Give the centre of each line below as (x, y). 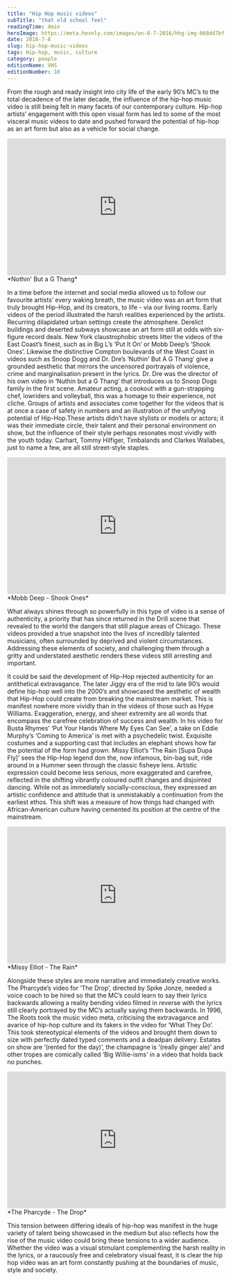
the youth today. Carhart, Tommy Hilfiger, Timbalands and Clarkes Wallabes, (116, 440)
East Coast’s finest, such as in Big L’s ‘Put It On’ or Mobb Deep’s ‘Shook (109, 344)
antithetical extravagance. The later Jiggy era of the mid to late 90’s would (113, 684)
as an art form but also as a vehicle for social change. (84, 129)
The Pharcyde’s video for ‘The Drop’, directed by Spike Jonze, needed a (110, 988)
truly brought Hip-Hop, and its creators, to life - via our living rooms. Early (112, 307)
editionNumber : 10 (34, 72)
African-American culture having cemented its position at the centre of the (114, 809)
